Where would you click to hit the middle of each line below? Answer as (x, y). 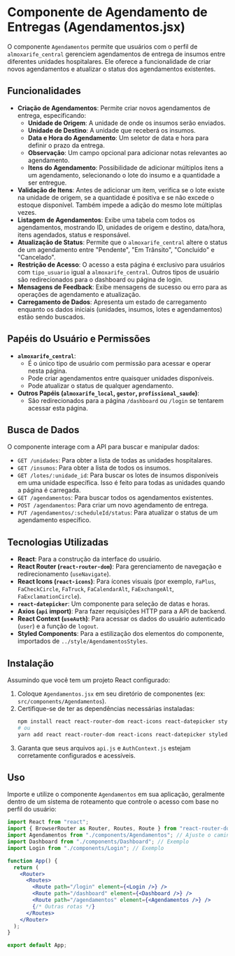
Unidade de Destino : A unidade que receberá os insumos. (112, 130)
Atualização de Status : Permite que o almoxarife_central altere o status (122, 242)
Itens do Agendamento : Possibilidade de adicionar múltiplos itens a (126, 167)
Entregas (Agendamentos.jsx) (96, 27)
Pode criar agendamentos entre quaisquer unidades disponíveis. (121, 378)
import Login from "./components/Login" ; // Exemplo (86, 848)
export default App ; (37, 945)
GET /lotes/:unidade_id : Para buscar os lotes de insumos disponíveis (118, 475)
